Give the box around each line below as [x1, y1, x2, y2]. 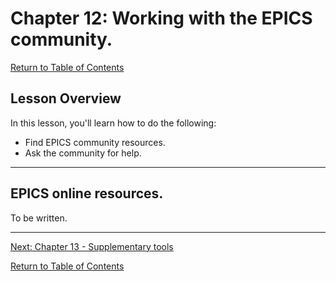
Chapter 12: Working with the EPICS [10, 7, 313, 30]
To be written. [10, 212, 68, 224]
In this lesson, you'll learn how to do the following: [10, 117, 217, 129]
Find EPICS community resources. [24, 136, 166, 148]
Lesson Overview [10, 90, 122, 107]
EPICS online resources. [10, 185, 164, 202]
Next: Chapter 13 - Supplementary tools [10, 240, 174, 252]
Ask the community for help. [24, 147, 142, 159]
